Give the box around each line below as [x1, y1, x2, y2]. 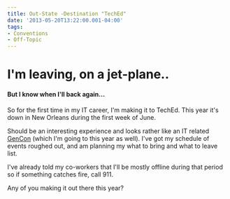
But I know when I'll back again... [7, 90, 106, 98]
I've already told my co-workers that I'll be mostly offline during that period [7, 163, 224, 171]
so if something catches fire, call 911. [7, 170, 114, 179]
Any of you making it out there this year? [7, 184, 124, 192]
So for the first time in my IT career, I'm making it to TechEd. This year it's [7, 106, 219, 114]
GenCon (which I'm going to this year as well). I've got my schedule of [7, 134, 210, 142]
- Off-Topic [7, 36, 42, 43]
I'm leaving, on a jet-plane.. [7, 67, 170, 83]
